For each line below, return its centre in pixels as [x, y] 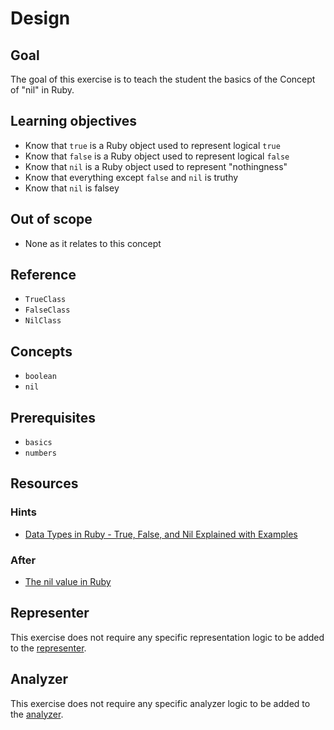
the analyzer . [37, 714]
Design [40, 18]
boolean [40, 377]
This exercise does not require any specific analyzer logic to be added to [160, 703]
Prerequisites [53, 417]
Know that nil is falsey [72, 188]
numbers [40, 453]
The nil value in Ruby [68, 582]
